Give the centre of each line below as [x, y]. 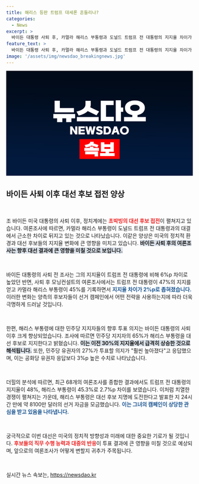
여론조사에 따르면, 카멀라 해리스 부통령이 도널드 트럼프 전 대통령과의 [102, 228]
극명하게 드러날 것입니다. [35, 304]
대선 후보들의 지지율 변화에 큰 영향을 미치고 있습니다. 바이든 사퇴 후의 [97, 243]
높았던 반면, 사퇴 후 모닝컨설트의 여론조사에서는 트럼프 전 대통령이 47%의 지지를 [99, 282]
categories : [21, 19]
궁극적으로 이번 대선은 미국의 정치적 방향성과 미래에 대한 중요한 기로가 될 [90, 436]
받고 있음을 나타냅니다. [43, 412]
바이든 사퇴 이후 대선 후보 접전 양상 [65, 194]
